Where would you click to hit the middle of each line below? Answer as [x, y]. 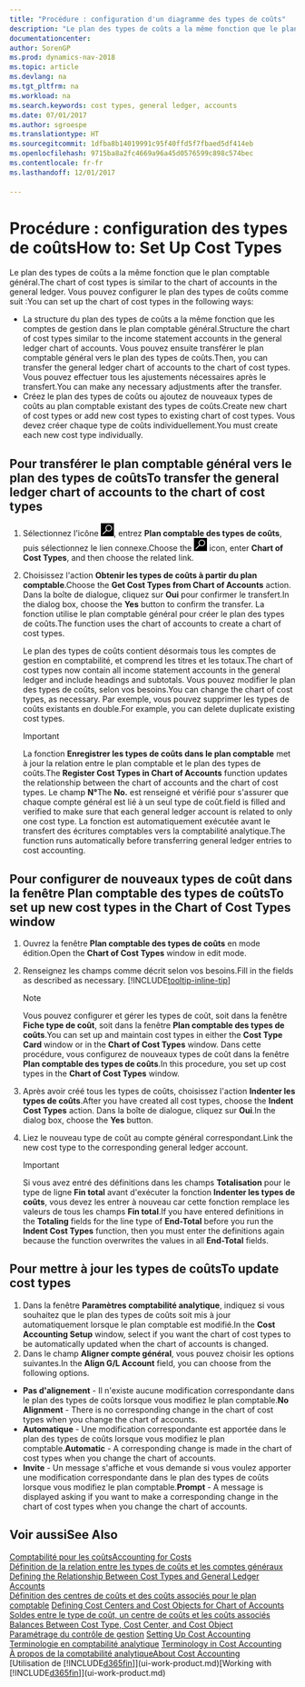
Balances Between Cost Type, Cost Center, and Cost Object [121, 1624]
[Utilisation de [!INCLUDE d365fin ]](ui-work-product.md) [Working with [141, 1662]
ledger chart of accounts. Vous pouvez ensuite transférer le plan [143, 348]
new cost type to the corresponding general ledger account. [135, 1148]
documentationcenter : [50, 38]
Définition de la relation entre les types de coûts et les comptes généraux [146, 1566]
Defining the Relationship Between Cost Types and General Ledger [134, 1576]
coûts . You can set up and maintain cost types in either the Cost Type [152, 1035]
